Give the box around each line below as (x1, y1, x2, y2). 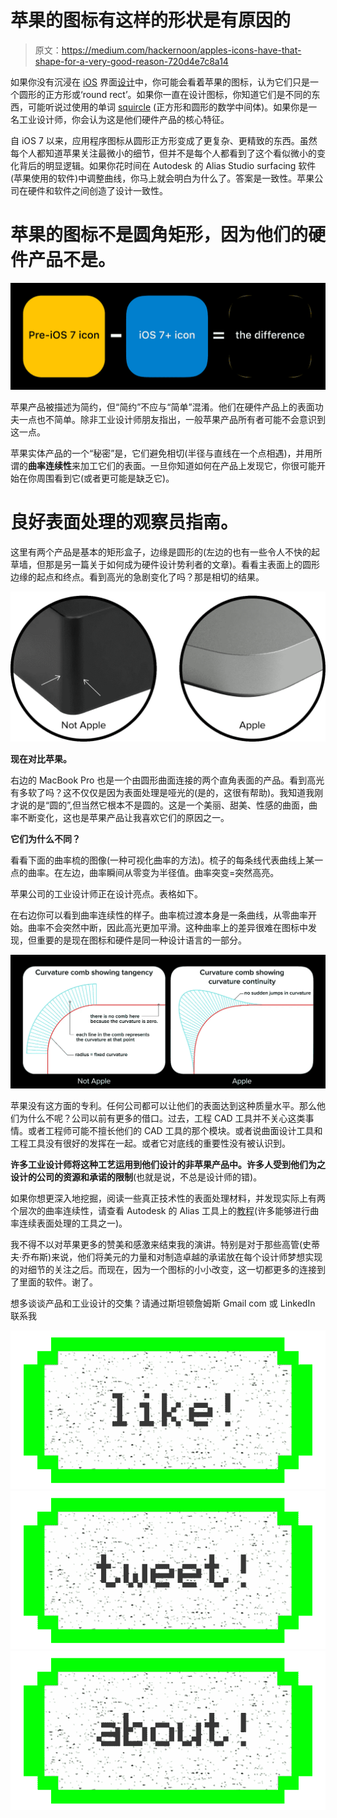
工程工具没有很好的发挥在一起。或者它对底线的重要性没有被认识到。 (10, 1137, 291, 1150)
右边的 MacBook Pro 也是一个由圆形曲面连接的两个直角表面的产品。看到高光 (10, 774, 325, 786)
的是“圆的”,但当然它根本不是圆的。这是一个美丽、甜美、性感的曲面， (27, 799, 309, 811)
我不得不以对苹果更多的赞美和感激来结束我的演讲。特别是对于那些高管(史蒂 (10, 1239, 321, 1251)
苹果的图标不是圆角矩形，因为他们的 (10, 224, 309, 246)
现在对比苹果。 (10, 753, 72, 765)
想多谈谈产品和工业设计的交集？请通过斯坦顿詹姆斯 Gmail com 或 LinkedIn (10, 1297, 316, 1310)
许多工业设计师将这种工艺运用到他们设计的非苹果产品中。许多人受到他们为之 (10, 1159, 326, 1171)
